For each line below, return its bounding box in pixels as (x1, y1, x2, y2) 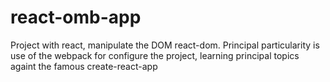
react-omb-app (10, 6, 142, 29)
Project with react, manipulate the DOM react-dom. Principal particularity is (10, 39, 320, 51)
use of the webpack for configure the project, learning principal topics (10, 49, 300, 61)
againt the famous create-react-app (10, 60, 158, 72)
